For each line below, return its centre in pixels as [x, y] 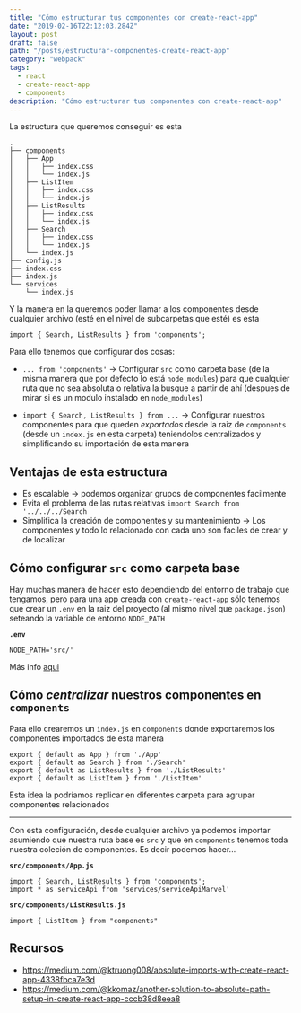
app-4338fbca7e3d [59, 979]
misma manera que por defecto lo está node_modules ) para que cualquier [156, 379]
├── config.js [36, 261]
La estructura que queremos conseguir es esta [95, 127]
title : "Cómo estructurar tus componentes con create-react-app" [133, 18]
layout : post [34, 34]
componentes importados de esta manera [86, 738]
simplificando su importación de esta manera [106, 444]
